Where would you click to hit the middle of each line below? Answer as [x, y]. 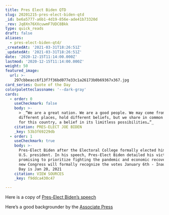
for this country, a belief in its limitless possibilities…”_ [86, 122]
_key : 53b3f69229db [35, 131]
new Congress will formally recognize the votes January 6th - [86, 164]
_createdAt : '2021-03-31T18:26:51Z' [44, 47]
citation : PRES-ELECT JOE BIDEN [48, 127]
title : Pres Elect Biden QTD [36, 10]
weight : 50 [17, 66]
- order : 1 [21, 136]
